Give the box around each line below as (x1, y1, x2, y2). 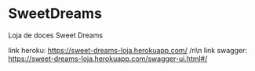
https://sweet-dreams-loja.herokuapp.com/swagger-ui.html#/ (8, 54, 208, 63)
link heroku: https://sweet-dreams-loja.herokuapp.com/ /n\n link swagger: (8, 45, 248, 55)
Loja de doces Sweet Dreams (8, 30, 104, 40)
